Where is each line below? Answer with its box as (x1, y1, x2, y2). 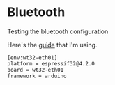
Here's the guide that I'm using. (7, 40, 98, 49)
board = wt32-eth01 (7, 66, 64, 73)
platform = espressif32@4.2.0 (7, 60, 95, 67)
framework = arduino (7, 72, 68, 79)
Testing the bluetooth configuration (7, 27, 109, 36)
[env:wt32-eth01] (7, 54, 58, 61)
